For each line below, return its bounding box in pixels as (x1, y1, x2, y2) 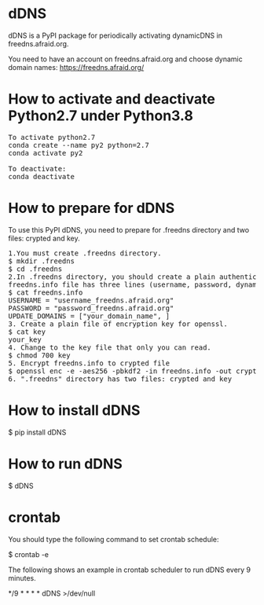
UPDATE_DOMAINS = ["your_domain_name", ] (8, 311, 170, 321)
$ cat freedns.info (8, 288, 83, 297)
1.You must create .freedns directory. (8, 248, 162, 258)
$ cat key (8, 327, 46, 336)
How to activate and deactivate (8, 90, 216, 108)
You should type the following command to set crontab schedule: (8, 534, 219, 544)
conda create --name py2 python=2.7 (8, 141, 149, 149)
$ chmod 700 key (8, 350, 71, 360)
